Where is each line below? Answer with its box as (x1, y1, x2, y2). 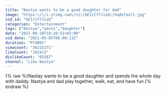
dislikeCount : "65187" (5, 54, 53, 60)
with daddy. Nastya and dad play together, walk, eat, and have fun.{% (5, 78, 151, 84)
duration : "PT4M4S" (5, 40, 47, 45)
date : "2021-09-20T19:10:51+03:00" (5, 31, 81, 36)
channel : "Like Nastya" (5, 59, 56, 64)
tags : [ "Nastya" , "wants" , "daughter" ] (5, 26, 85, 31)
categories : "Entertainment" (5, 21, 67, 27)
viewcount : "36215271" (5, 45, 53, 50)
